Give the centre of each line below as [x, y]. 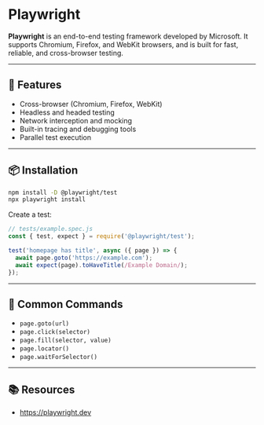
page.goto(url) [44, 324]
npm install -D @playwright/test [63, 192]
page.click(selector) [55, 332]
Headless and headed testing [67, 112]
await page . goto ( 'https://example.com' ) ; [84, 258]
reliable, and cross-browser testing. [66, 53]
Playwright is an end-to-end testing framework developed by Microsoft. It [128, 36]
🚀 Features [35, 85]
